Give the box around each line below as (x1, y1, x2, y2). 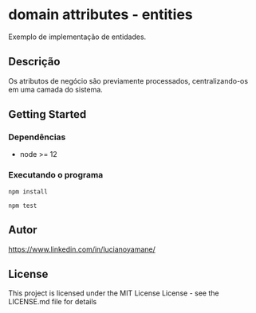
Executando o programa (8, 170, 104, 181)
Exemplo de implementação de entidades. (8, 32, 147, 41)
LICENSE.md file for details (8, 297, 97, 307)
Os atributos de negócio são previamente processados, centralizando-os (8, 76, 249, 85)
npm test (8, 201, 37, 209)
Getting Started (8, 108, 87, 121)
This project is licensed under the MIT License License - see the (8, 288, 219, 298)
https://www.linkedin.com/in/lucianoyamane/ (8, 245, 156, 254)
